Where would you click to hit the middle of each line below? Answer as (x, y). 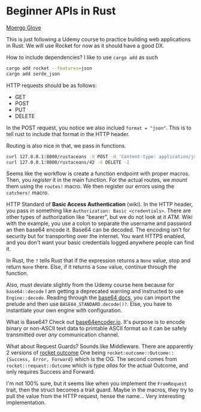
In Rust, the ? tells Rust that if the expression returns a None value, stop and (98, 261)
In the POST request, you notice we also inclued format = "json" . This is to (99, 128)
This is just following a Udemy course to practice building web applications (98, 39)
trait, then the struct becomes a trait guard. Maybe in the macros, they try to (100, 390)
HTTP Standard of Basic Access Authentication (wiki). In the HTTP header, (100, 205)
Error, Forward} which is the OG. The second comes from (105, 359)
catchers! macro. (28, 193)
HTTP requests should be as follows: (51, 85)
